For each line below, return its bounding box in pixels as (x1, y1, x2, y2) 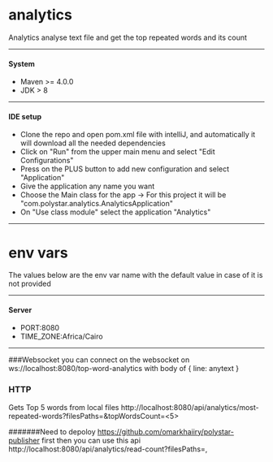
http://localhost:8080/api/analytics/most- (120, 402, 259, 412)
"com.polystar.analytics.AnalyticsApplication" (19, 199, 173, 209)
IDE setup (8, 111, 42, 121)
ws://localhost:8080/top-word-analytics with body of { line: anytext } (8, 364, 240, 373)
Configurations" (19, 156, 74, 166)
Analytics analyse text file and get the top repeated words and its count (8, 32, 248, 42)
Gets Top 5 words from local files (8, 402, 119, 412)
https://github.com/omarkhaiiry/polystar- (97, 426, 234, 436)
